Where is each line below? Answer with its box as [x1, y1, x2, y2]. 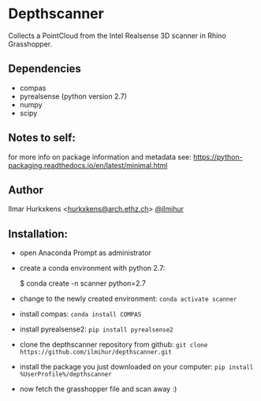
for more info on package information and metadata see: [8, 152, 192, 162]
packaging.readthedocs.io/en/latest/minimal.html [8, 160, 168, 170]
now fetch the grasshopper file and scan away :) [19, 384, 177, 394]
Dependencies [8, 62, 81, 76]
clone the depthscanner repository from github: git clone [19, 340, 208, 350]
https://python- [192, 152, 243, 162]
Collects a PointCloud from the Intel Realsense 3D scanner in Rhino [8, 31, 226, 40]
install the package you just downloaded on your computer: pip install [19, 362, 254, 372]
